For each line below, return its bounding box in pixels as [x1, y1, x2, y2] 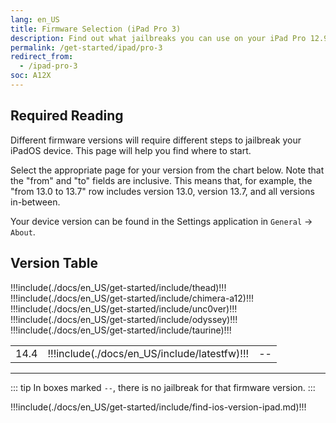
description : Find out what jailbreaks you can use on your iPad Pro [10, 33, 307, 43]
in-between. [10, 196, 61, 208]
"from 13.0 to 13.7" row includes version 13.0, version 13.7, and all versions [10, 185, 315, 197]
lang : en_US [10, 14, 60, 25]
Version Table [10, 255, 98, 272]
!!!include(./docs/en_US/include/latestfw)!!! [47, 346, 250, 360]
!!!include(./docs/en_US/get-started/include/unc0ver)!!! [10, 302, 238, 315]
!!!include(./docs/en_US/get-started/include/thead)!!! [10, 281, 227, 293]
